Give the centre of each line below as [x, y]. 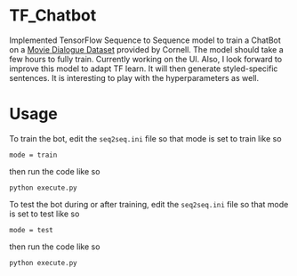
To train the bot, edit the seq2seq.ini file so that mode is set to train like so [145, 138]
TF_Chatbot [53, 16]
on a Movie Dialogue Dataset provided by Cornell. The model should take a [147, 49]
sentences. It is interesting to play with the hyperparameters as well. [134, 77]
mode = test [31, 230]
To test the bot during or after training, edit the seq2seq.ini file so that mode [149, 204]
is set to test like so [44, 214]
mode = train [33, 155]
